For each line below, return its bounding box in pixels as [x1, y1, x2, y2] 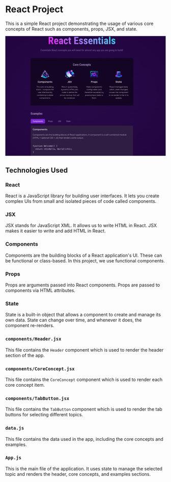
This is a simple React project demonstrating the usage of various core [5, 20, 154, 26]
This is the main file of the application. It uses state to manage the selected [5, 465, 163, 472]
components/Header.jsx [5, 336, 62, 342]
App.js [5, 455, 22, 461]
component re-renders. [5, 323, 54, 329]
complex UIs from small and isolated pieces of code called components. [5, 198, 157, 204]
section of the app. [5, 352, 45, 358]
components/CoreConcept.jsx [5, 366, 75, 371]
